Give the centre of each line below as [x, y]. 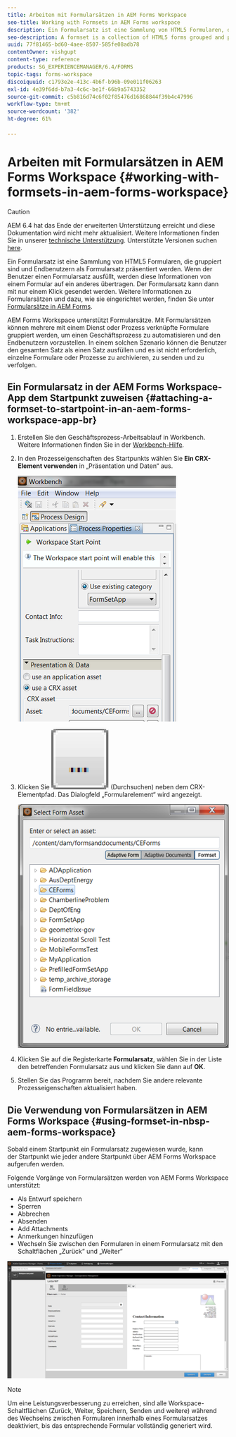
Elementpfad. [37, 794]
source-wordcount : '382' [44, 112]
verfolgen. [22, 365]
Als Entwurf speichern [50, 1199]
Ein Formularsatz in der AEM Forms [86, 387]
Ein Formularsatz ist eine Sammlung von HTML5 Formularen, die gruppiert [114, 261]
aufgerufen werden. [36, 1164]
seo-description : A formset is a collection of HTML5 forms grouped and [116, 37]
